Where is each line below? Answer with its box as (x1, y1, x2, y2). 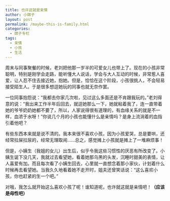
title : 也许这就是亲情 (5, 7, 48, 13)
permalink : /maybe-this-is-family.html (5, 21, 90, 27)
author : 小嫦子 (5, 12, 35, 17)
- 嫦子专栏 (10, 31, 30, 36)
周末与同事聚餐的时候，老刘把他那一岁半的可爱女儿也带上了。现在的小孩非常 (5, 64, 165, 71)
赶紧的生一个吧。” (22, 173, 59, 179)
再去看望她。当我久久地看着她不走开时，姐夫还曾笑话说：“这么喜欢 (14, 166, 154, 173)
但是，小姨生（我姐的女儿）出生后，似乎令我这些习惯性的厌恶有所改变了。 (5, 148, 160, 154)
